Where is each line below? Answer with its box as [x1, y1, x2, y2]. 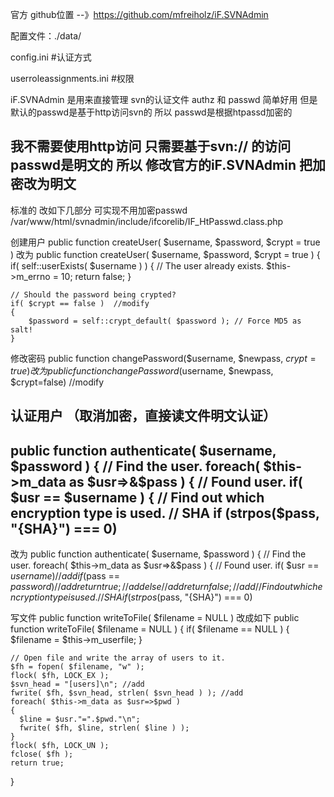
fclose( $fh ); [10, 749, 74, 760]
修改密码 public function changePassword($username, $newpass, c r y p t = [10, 352, 317, 364]
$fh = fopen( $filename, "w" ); [10, 662, 145, 672]
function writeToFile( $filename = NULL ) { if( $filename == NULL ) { [10, 623, 290, 635]
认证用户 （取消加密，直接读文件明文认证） [10, 408, 277, 425]
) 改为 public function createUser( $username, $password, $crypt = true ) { [10, 248, 321, 260]
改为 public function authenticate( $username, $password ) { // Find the [10, 548, 307, 560]
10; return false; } [60, 270, 132, 282]
